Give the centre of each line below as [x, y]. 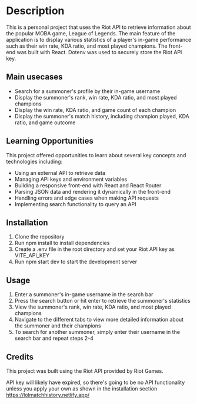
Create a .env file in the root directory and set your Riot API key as [95, 249]
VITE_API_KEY [32, 256]
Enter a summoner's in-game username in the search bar [84, 294]
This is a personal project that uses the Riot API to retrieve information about [98, 27]
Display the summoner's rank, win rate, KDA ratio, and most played [96, 97]
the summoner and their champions [58, 326]
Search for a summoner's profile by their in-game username [87, 91]
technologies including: [34, 161]
